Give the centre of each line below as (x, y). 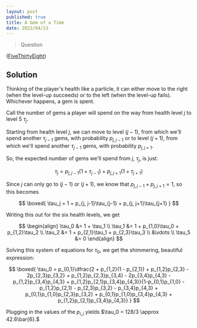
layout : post (22, 11)
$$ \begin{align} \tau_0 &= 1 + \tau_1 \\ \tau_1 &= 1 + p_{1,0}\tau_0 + (99, 226)
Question (31, 45)
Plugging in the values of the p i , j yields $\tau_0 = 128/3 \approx (83, 312)
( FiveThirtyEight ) (26, 56)
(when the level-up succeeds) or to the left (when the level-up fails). (89, 95)
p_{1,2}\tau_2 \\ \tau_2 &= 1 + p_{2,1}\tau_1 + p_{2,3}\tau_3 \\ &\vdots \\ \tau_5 (99, 232)
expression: (20, 257)
